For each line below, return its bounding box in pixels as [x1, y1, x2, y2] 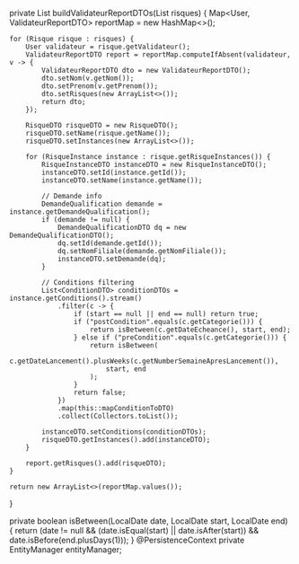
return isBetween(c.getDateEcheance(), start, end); [89, 325, 292, 334]
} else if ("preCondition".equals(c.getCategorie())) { [73, 333, 287, 342]
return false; [73, 388, 127, 397]
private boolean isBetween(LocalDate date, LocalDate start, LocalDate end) [9, 516, 289, 526]
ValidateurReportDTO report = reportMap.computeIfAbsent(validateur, [25, 50, 292, 59]
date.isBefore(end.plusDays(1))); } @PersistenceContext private [9, 534, 245, 545]
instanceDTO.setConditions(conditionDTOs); [41, 427, 207, 436]
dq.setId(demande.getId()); [57, 239, 163, 248]
